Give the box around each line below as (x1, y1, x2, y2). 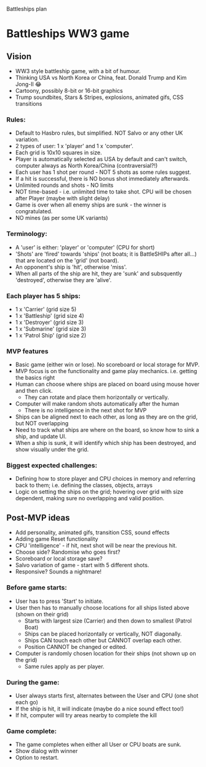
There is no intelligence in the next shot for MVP (24, 407, 147, 414)
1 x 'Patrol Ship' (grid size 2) (15, 331, 87, 339)
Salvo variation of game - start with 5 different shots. (15, 562, 149, 569)
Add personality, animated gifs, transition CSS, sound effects (15, 529, 170, 537)
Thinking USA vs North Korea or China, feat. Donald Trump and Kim (15, 74, 187, 81)
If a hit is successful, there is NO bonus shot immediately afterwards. (15, 175, 190, 183)
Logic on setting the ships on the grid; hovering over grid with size (15, 488, 183, 495)
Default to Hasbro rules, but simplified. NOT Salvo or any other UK (15, 129, 183, 137)
